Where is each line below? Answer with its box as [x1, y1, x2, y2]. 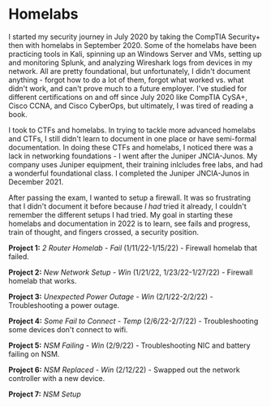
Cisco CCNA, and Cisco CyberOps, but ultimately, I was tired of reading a [8, 101, 254, 110]
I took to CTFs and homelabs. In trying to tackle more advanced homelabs [8, 125, 256, 135]
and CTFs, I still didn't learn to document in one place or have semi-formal [8, 133, 257, 143]
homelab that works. [8, 275, 77, 285]
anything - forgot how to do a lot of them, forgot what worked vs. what [8, 75, 244, 84]
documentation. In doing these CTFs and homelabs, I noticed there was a [8, 142, 254, 152]
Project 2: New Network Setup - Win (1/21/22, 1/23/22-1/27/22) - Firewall [8, 267, 253, 277]
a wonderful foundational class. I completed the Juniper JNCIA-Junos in [8, 168, 250, 178]
